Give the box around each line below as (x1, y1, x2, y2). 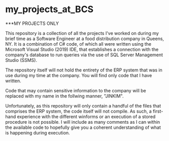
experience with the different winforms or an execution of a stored (17, 113, 156, 120)
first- (153, 108, 163, 114)
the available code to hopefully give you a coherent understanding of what (5, 124, 161, 130)
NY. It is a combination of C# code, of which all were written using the (5, 41, 151, 47)
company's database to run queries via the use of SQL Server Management (5, 52, 163, 58)
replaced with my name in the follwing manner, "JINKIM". (5, 93, 124, 99)
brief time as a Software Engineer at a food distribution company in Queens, (5, 36, 164, 42)
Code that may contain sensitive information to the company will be (5, 87, 146, 93)
